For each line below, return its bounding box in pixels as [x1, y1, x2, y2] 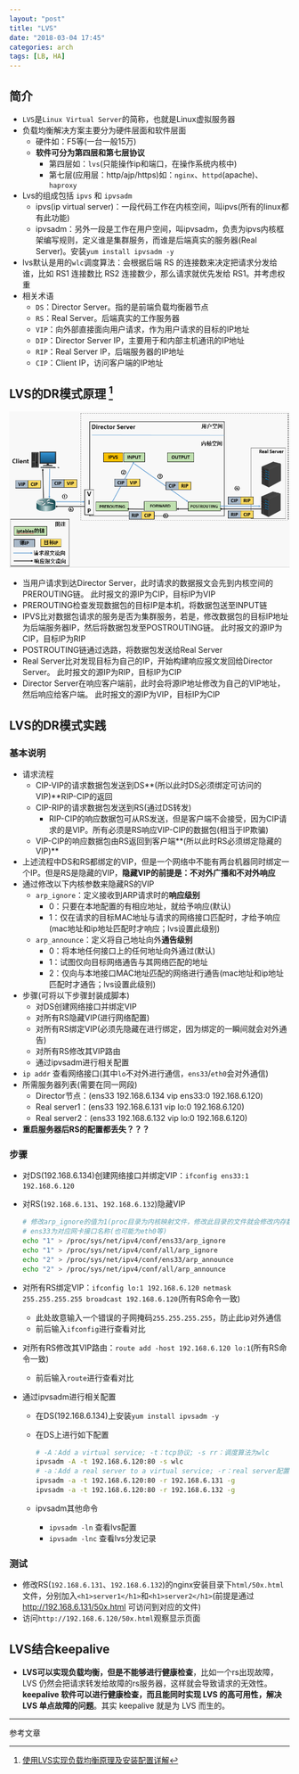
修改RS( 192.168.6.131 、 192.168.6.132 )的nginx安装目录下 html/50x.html [21, 1580, 285, 1590]
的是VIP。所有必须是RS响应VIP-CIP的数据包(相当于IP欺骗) [56, 825, 269, 835]
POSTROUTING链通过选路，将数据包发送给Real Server [21, 645, 223, 656]
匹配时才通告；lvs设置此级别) [48, 979, 157, 989]
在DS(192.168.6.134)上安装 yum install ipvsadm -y [35, 1410, 220, 1421]
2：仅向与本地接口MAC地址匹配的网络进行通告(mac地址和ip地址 [48, 968, 285, 978]
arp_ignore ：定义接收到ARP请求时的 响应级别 [35, 890, 200, 900]
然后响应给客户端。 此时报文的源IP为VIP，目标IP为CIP [21, 689, 221, 700]
